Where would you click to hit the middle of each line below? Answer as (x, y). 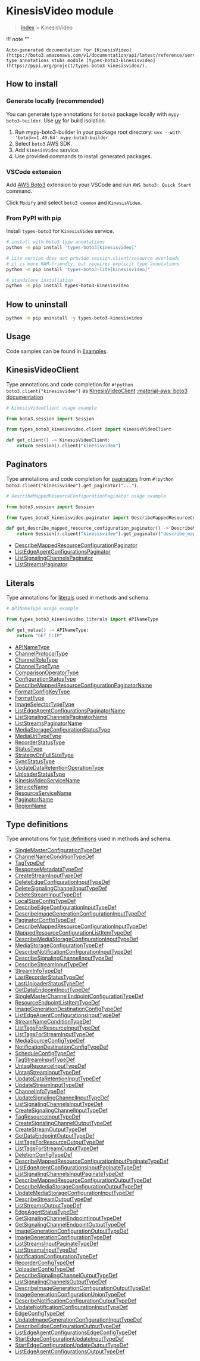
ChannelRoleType (36, 660)
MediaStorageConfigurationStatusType (62, 729)
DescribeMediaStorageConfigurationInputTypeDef (76, 939)
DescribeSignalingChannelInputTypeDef (64, 958)
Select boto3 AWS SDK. (43, 143)
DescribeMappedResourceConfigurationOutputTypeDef (83, 1180)
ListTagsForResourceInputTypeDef (57, 1028)
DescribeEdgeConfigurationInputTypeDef (66, 907)
